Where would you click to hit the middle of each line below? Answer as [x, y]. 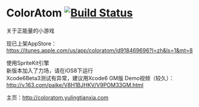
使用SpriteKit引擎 [28, 63]
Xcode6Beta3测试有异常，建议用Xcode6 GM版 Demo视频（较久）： [90, 78]
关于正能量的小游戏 [30, 30]
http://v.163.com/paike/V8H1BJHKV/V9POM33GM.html [75, 85]
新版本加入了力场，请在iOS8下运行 [50, 71]
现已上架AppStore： [31, 43]
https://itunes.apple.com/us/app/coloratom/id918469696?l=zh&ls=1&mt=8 [100, 50]
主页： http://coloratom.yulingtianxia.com [58, 97]
